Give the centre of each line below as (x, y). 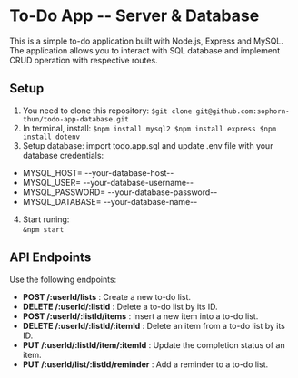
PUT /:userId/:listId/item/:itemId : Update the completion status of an (154, 344)
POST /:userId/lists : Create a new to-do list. (107, 296)
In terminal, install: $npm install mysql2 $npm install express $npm (149, 128)
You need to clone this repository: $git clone (107, 111)
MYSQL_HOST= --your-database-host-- (98, 172)
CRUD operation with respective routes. (84, 60)
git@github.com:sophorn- (243, 111)
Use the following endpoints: (63, 279)
